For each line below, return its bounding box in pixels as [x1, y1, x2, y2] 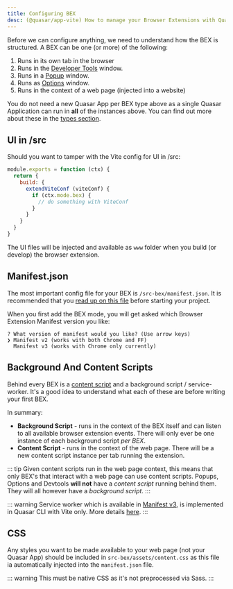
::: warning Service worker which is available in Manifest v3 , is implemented [7, 500, 224, 509]
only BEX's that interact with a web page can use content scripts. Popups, [7, 472, 219, 480]
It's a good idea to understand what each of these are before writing [30, 387, 225, 395]
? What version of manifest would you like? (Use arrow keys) [7, 330, 191, 337]
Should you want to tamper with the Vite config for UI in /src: [7, 153, 181, 161]
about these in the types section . [7, 114, 101, 122]
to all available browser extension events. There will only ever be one [17, 429, 215, 437]
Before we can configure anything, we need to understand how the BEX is [7, 35, 218, 44]
